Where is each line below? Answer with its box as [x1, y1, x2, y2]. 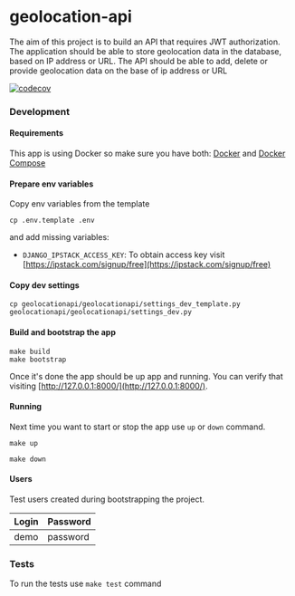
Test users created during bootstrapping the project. [9, 494, 205, 505]
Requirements [9, 128, 64, 139]
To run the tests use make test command [9, 578, 162, 590]
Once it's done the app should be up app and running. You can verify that [9, 370, 283, 381]
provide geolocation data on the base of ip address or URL [9, 65, 228, 76]
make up [9, 438, 39, 447]
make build [9, 347, 51, 356]
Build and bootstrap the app [9, 327, 116, 338]
